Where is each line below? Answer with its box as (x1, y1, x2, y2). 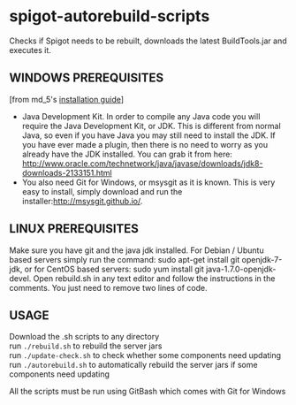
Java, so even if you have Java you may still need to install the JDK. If (21, 130, 276, 141)
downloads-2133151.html (21, 167, 112, 178)
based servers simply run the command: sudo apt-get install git (9, 254, 240, 264)
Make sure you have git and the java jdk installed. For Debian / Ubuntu (9, 245, 264, 256)
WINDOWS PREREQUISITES (9, 71, 164, 86)
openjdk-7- (241, 254, 283, 264)
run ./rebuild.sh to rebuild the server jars (9, 340, 163, 351)
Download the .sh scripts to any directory (9, 332, 160, 342)
